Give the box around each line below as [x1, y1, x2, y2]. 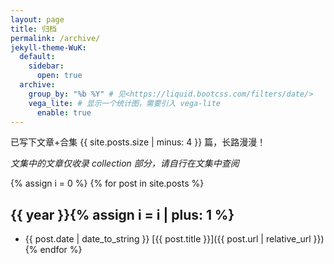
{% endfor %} [24, 244, 83, 256]
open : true [36, 71, 83, 81]
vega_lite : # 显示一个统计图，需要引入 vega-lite [28, 98, 222, 108]
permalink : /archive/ [10, 33, 101, 43]
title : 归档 [10, 24, 57, 34]
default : [19, 52, 56, 62]
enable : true [36, 107, 92, 118]
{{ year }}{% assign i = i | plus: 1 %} [10, 206, 235, 223]
